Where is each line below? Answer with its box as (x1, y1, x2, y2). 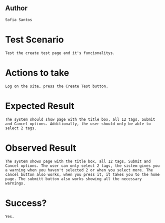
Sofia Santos (5, 17, 32, 22)
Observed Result (5, 142, 76, 153)
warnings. (5, 180, 26, 186)
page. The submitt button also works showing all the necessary (5, 176, 142, 181)
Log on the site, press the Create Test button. (5, 84, 108, 89)
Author (5, 4, 27, 13)
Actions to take (5, 67, 69, 78)
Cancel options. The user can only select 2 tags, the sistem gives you (5, 163, 160, 168)
